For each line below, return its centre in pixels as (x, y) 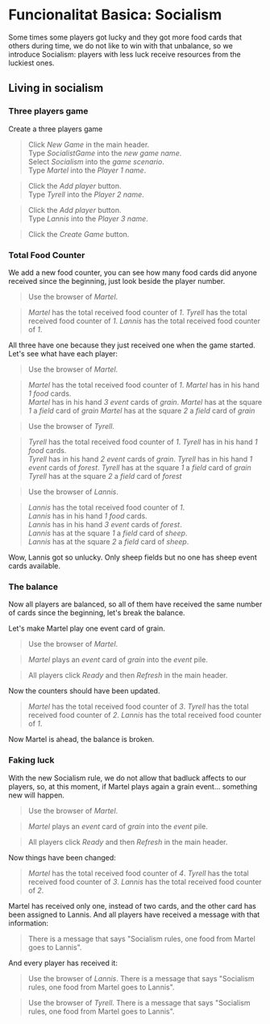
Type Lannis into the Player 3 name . (88, 219)
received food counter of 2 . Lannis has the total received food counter (145, 715)
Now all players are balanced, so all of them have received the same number (135, 604)
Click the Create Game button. (79, 234)
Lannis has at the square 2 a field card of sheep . (108, 541)
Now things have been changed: (62, 857)
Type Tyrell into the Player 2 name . (86, 194)
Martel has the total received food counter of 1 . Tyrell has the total (137, 312)
